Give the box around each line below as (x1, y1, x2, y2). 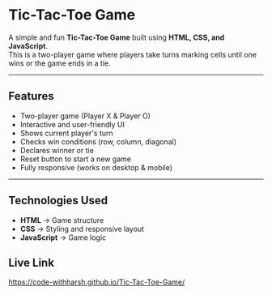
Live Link (8, 255, 55, 269)
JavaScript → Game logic (19, 233, 107, 242)
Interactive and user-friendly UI (19, 119, 125, 129)
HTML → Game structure (19, 215, 104, 224)
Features (8, 89, 54, 103)
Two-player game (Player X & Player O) (19, 111, 151, 121)
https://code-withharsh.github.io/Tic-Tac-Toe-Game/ (8, 277, 185, 287)
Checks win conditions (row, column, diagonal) (19, 136, 176, 147)
